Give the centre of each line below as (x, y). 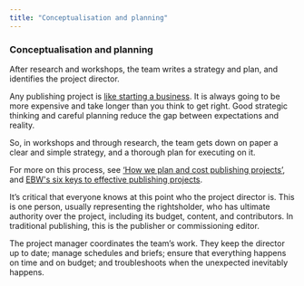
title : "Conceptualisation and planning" (89, 18)
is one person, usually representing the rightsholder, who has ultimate (140, 206)
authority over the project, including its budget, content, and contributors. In (152, 216)
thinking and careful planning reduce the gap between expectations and (144, 115)
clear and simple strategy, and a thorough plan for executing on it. (132, 152)
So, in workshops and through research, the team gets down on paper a (144, 142)
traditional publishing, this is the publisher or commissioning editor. (135, 225)
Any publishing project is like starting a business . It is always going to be (145, 96)
